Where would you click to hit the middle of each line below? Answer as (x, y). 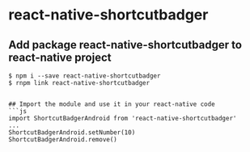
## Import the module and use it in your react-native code (112, 104)
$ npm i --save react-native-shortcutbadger (85, 76)
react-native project (60, 57)
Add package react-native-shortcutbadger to (125, 45)
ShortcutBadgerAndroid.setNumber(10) (72, 133)
